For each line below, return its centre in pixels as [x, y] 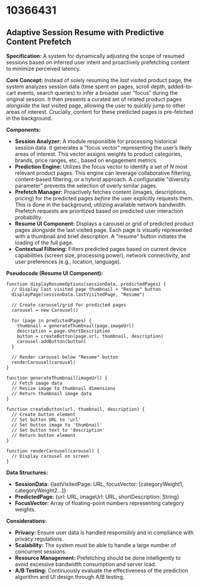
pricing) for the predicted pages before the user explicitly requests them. [104, 198]
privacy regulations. [39, 539]
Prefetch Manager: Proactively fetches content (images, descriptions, [101, 192]
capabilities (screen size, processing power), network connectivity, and [102, 255]
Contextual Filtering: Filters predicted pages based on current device [100, 249]
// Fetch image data [37, 383]
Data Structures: [27, 472]
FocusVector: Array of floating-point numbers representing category [99, 503]
